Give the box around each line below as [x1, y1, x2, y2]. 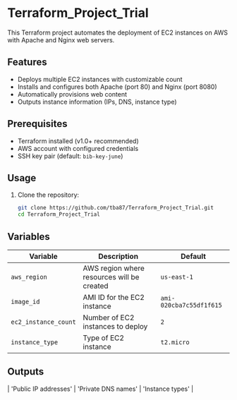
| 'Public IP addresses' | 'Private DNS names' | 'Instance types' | [7, 384, 194, 393]
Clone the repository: [17, 190, 80, 199]
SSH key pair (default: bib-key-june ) [17, 152, 123, 160]
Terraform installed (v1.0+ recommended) [17, 136, 139, 145]
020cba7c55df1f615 [160, 301, 222, 309]
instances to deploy [83, 321, 148, 331]
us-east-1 [160, 273, 194, 281]
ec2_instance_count [11, 317, 76, 326]
